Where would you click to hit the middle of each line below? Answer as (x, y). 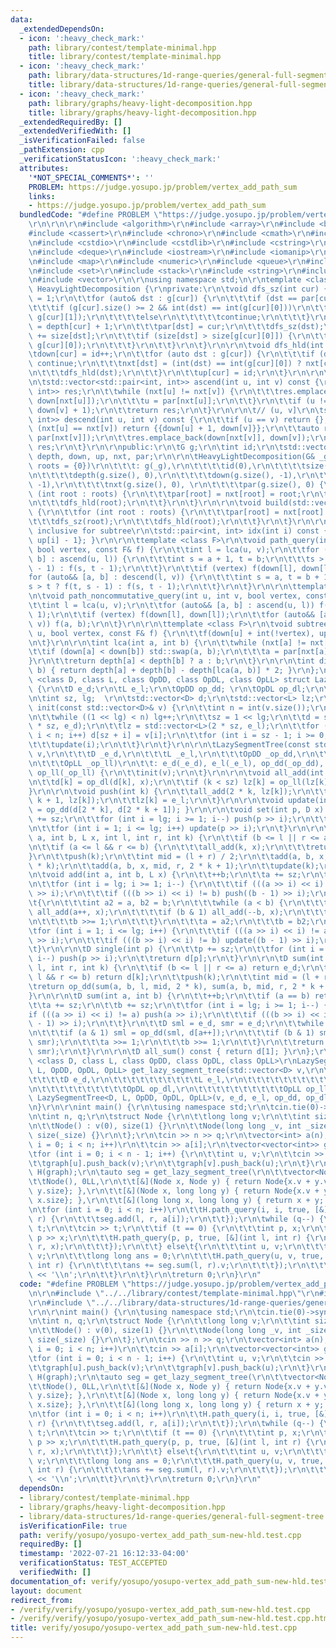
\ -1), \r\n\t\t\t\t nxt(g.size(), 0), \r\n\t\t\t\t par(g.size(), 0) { (176, 484)
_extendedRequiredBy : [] (71, 122)
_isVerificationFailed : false (82, 141)
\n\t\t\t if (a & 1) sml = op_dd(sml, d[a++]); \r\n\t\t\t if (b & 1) (171, 1033)
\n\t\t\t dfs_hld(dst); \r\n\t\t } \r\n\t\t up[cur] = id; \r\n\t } (158, 373)
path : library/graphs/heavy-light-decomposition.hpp (140, 103)
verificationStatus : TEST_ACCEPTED (93, 1563)
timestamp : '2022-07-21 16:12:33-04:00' (104, 1554)
